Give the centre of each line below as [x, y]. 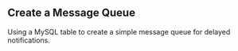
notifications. [29, 40]
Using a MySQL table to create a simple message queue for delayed [119, 31]
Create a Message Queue [72, 13]
